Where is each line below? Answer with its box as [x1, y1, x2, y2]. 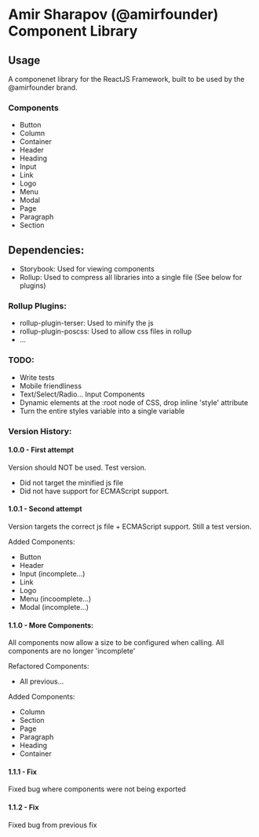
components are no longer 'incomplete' [8, 647, 136, 656]
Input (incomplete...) [19, 569, 86, 579]
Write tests [19, 372, 55, 382]
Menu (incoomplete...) [19, 594, 92, 603]
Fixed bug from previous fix [8, 820, 97, 829]
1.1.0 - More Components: [8, 620, 94, 630]
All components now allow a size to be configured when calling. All [8, 638, 224, 647]
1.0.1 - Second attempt [8, 504, 82, 514]
